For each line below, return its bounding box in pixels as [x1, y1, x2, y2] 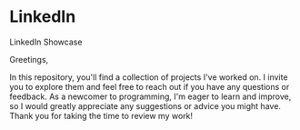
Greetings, [9, 54, 49, 65]
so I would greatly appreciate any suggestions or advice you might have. [9, 100, 282, 111]
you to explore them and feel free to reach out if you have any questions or [9, 81, 290, 92]
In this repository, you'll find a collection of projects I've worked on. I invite [9, 71, 288, 83]
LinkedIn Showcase [9, 36, 83, 47]
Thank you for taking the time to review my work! [9, 110, 194, 121]
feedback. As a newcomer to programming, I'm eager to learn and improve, [9, 91, 292, 102]
